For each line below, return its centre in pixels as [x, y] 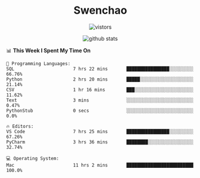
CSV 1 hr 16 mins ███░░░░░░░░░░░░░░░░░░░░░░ [100, 90]
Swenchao [100, 10]
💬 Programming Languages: [38, 63]
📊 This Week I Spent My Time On [48, 50]
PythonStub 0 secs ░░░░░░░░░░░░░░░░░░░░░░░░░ [100, 111]
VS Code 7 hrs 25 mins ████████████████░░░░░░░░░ [100, 131]
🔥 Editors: [20, 126]
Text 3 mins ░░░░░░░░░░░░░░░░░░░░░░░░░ [100, 100]
